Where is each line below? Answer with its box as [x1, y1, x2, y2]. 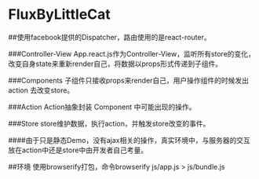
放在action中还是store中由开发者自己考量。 [8, 145, 148, 155]
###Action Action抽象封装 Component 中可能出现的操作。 [8, 102, 196, 111]
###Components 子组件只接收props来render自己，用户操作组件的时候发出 [8, 75, 250, 85]
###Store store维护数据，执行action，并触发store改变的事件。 [8, 119, 210, 128]
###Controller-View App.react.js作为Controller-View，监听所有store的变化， [8, 49, 255, 58]
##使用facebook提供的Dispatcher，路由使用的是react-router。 [8, 32, 211, 42]
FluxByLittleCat [8, 5, 111, 24]
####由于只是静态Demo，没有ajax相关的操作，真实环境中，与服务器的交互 [8, 135, 251, 144]
